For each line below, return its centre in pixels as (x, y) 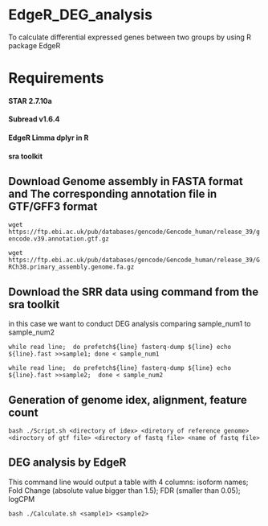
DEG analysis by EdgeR (67, 463)
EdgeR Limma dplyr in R (49, 138)
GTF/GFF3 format (53, 206)
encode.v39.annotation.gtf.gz (59, 239)
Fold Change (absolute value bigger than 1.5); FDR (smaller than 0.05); (124, 490)
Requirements (56, 78)
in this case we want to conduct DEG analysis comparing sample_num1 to (130, 324)
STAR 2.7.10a (30, 101)
